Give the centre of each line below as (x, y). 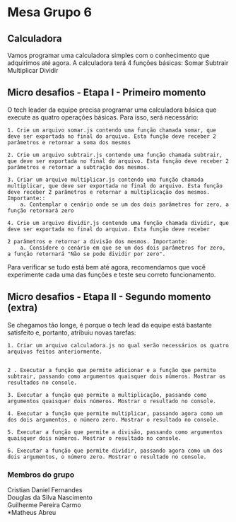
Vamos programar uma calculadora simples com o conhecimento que (108, 55)
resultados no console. (42, 383)
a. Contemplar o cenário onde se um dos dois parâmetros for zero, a (125, 204)
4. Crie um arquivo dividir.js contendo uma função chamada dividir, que (118, 223)
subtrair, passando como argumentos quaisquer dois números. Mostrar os (117, 376)
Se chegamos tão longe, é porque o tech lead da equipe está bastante (110, 325)
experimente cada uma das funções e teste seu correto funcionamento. (112, 274)
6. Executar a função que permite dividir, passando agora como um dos (115, 451)
